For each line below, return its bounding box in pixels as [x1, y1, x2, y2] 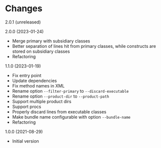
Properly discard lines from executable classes [12, 108, 106, 115]
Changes [5, 3, 42, 14]
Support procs [12, 104, 41, 109]
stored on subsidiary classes [12, 48, 70, 54]
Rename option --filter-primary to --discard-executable [12, 88, 129, 94]
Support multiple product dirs [12, 98, 72, 104]
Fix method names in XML [12, 83, 65, 88]
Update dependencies [12, 78, 57, 84]
